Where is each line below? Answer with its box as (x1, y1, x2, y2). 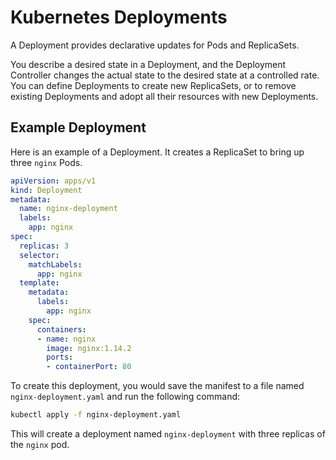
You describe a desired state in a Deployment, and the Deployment (10, 58, 287, 70)
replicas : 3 (19, 241, 70, 251)
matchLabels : (28, 259, 83, 270)
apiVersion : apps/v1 (10, 176, 97, 186)
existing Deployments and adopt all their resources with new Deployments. (10, 90, 319, 102)
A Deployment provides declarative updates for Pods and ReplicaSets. (10, 39, 300, 51)
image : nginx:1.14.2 (46, 343, 132, 353)
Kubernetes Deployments (10, 6, 228, 29)
